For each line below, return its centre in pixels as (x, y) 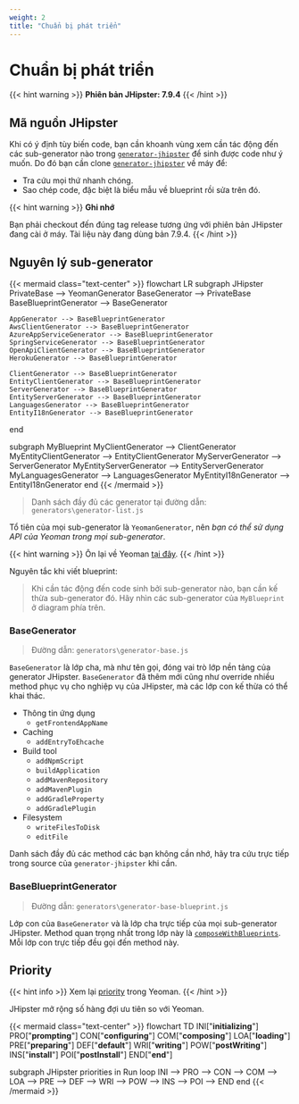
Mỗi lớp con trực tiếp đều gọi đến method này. (94, 942)
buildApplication (68, 771)
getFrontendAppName (72, 723)
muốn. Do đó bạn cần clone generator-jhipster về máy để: (118, 163)
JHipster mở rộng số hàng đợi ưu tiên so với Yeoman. (107, 1009)
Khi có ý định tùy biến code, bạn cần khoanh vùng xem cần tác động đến (144, 145)
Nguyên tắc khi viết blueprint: (63, 572)
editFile (52, 837)
